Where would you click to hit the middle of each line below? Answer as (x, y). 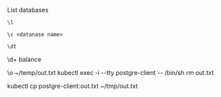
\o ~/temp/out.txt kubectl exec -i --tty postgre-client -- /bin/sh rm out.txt (110, 73)
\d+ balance (24, 59)
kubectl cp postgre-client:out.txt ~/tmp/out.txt (73, 86)
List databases (28, 10)
